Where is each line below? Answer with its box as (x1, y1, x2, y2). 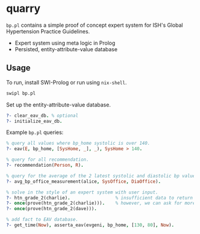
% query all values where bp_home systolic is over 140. (6, 141, 151, 146)
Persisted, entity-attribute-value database (14, 45, 118, 52)
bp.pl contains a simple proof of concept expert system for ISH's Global (6, 21, 183, 29)
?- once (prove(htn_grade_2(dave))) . (6, 206, 97, 212)
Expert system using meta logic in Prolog (14, 39, 115, 46)
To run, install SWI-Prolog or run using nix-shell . (6, 79, 127, 86)
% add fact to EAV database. (6, 217, 79, 223)
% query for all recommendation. (6, 157, 89, 163)
